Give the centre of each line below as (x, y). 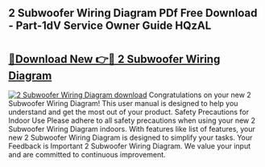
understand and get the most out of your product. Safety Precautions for (129, 112)
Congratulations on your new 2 (200, 95)
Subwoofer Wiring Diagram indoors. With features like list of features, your (132, 129)
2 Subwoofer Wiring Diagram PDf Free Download (133, 13)
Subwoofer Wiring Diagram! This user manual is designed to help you (123, 103)
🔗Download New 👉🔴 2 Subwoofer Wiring (114, 59)
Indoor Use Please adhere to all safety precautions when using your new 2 (132, 120)
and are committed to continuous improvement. (87, 155)
